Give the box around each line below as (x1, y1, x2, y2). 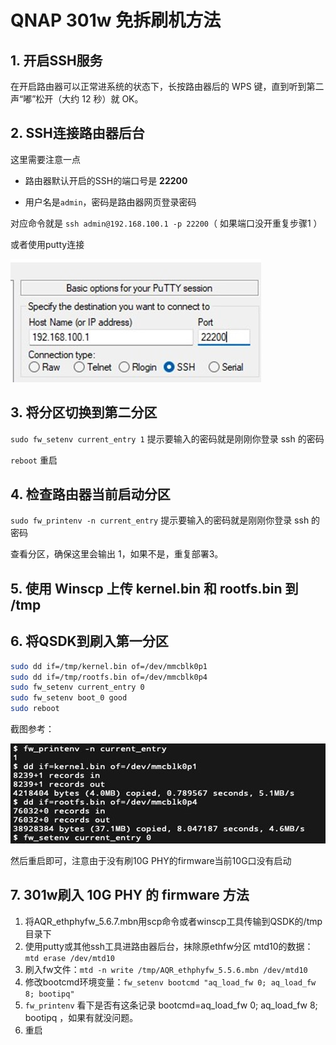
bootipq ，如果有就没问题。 (24, 1011, 139, 1023)
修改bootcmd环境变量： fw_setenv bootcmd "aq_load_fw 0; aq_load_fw (24, 976, 317, 988)
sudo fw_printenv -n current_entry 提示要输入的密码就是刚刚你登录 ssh (10, 514, 310, 526)
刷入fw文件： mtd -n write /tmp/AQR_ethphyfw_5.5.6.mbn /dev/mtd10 (24, 963, 308, 975)
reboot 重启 (10, 454, 58, 466)
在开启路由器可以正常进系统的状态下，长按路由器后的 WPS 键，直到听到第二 (10, 81, 325, 92)
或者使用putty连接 (10, 238, 85, 250)
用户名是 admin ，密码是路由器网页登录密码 (24, 196, 197, 208)
